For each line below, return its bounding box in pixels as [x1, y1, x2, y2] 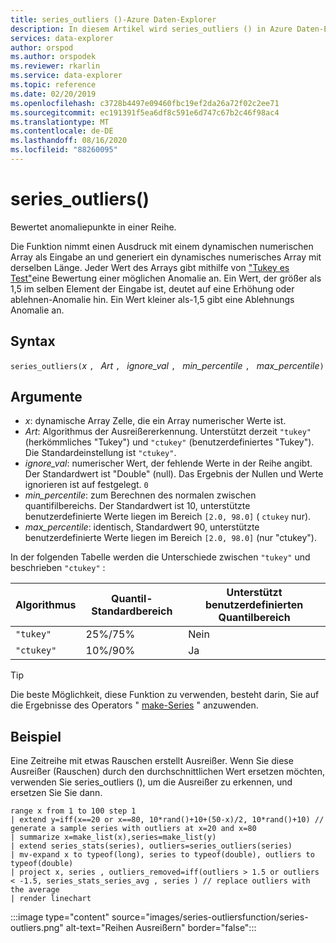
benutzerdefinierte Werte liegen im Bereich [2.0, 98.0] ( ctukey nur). [24, 511, 312, 523]
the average [10, 885, 60, 895]
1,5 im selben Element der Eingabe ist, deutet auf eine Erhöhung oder [10, 282, 295, 295]
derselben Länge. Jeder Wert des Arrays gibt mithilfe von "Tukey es [10, 261, 290, 273]
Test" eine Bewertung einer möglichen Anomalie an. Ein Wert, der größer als [10, 272, 322, 284]
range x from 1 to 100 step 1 [10, 806, 137, 816]
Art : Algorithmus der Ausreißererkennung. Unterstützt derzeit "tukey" [24, 426, 312, 438]
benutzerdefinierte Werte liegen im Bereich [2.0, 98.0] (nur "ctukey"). [24, 532, 317, 544]
